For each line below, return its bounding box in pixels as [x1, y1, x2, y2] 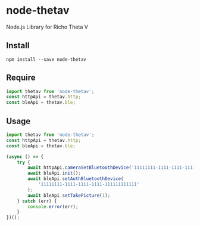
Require [6, 73, 36, 83]
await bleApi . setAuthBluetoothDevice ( [27, 176, 124, 182]
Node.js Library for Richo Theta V [6, 23, 88, 30]
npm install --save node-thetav [6, 56, 86, 63]
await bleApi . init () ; [27, 171, 82, 177]
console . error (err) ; [27, 203, 79, 209]
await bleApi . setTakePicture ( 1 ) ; [27, 192, 111, 199]
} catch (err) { [17, 198, 58, 204]
